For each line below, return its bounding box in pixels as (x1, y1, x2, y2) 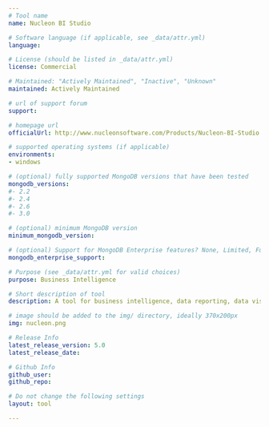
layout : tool (8, 400, 52, 409)
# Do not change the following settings (8, 393, 146, 401)
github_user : (8, 370, 52, 379)
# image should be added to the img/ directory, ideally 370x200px (8, 312, 239, 320)
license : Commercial (8, 63, 78, 71)
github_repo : (8, 378, 52, 386)
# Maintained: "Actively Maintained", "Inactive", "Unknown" (8, 78, 217, 86)
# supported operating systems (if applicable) (8, 143, 171, 151)
